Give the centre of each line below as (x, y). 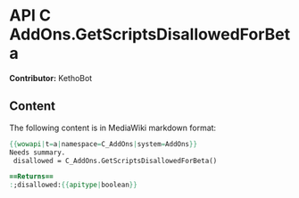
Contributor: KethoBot (51, 78)
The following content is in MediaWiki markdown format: (113, 128)
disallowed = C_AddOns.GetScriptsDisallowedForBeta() (115, 161)
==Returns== (31, 177)
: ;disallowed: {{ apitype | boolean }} (74, 185)
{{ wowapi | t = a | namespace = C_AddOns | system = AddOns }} (104, 144)
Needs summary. (37, 153)
